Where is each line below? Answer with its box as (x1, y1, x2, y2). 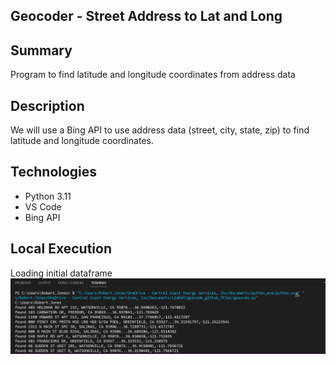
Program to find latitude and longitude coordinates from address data (10, 69, 296, 81)
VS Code (24, 200, 62, 213)
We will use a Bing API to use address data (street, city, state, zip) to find (10, 124, 310, 136)
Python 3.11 (24, 190, 72, 202)
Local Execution (10, 240, 112, 258)
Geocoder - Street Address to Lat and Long (10, 8, 283, 25)
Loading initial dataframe (10, 267, 113, 279)
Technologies (10, 164, 98, 181)
